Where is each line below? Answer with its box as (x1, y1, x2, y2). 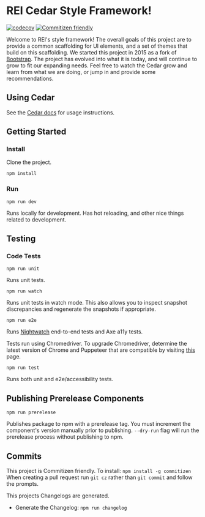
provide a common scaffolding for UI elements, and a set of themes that (6, 42, 188, 50)
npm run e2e (6, 318, 37, 324)
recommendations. (6, 75, 54, 82)
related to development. (6, 215, 67, 223)
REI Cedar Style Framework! (6, 4, 152, 18)
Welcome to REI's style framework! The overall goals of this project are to (6, 35, 192, 43)
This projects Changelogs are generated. (6, 492, 110, 499)
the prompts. (6, 480, 39, 488)
